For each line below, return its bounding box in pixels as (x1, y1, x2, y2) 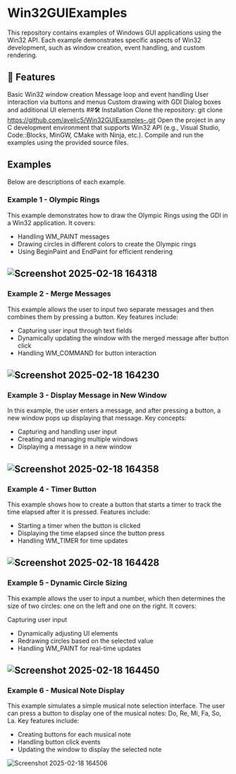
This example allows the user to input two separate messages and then (7, 305, 214, 314)
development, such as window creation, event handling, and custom (7, 43, 206, 52)
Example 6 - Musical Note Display (7, 685, 125, 695)
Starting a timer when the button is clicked (17, 521, 141, 530)
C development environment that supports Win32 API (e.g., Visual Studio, (7, 123, 221, 131)
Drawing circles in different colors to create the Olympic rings (17, 239, 197, 248)
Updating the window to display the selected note (17, 745, 162, 754)
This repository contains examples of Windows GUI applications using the (7, 28, 222, 37)
